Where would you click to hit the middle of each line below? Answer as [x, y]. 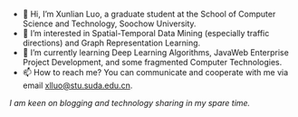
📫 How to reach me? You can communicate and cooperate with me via [155, 72]
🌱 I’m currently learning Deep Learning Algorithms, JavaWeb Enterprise [156, 53]
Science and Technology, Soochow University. [109, 24]
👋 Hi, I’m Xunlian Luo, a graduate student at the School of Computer [149, 14]
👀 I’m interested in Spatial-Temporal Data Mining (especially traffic [146, 33]
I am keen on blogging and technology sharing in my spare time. [130, 103]
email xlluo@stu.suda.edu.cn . [77, 85]
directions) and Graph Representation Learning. [111, 43]
